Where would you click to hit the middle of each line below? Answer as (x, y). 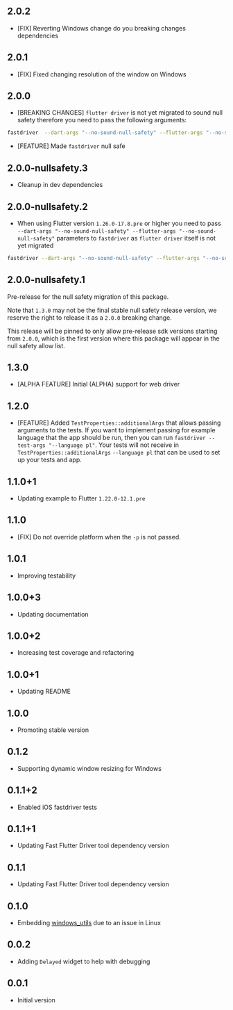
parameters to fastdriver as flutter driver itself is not (136, 238)
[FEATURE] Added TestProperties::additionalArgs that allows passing (119, 423)
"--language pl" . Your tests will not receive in (113, 445)
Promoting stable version (53, 730)
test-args (32, 446)
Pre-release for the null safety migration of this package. (88, 296)
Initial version (36, 1000)
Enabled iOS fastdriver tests (57, 807)
